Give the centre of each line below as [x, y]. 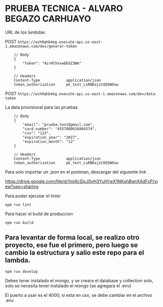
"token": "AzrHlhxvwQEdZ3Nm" [52, 63]
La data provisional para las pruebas [41, 107]
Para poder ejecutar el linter [33, 196]
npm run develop [21, 272]
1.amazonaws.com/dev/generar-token [41, 46]
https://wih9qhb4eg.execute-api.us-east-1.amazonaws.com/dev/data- [87, 94]
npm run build [19, 222]
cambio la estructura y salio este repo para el [75, 253]
